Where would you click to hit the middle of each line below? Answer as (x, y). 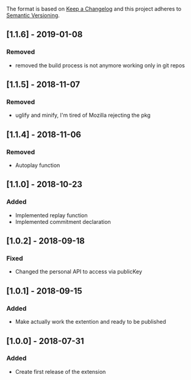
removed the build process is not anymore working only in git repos (100, 65)
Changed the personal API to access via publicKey (78, 272)
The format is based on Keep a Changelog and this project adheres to (94, 9)
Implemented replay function (51, 215)
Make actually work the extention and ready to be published (91, 322)
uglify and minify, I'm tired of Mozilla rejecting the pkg (83, 115)
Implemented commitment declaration (63, 222)
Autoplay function (38, 165)
